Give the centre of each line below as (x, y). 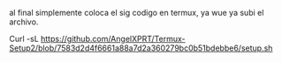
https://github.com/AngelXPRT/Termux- (113, 39)
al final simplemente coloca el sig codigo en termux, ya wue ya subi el (137, 13)
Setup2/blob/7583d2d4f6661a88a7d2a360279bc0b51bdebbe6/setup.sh (141, 48)
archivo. (24, 22)
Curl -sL (24, 39)
